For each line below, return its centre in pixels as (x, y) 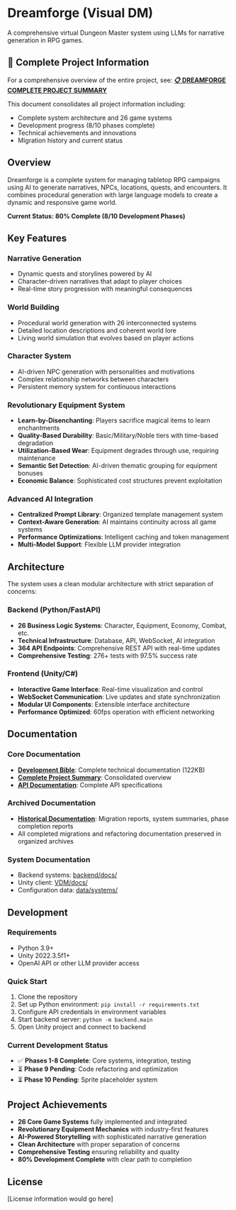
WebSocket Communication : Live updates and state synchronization (119, 697)
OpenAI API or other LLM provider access (78, 963)
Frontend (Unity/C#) (43, 673)
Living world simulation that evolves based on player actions (106, 337)
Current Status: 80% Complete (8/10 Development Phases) (96, 216)
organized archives (46, 841)
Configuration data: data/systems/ (68, 890)
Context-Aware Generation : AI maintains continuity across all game (117, 522)
